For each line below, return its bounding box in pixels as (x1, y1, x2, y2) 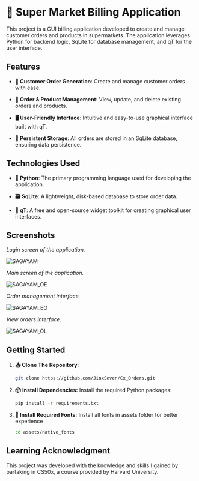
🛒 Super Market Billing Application (6, 5, 181, 19)
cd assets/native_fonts (14, 429, 75, 435)
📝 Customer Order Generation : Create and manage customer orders (14, 77, 185, 85)
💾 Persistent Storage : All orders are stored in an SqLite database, (14, 135, 178, 142)
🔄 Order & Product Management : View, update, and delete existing (14, 95, 182, 103)
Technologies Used (6, 159, 80, 169)
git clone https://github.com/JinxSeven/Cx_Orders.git (14, 375, 156, 381)
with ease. (14, 84, 41, 91)
